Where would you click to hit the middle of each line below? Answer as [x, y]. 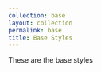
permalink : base [35, 30]
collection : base [37, 15]
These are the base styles [51, 60]
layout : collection [41, 23]
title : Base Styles [41, 38]
